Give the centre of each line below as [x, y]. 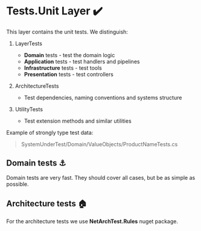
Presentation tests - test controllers [69, 74]
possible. [18, 184]
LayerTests [28, 43]
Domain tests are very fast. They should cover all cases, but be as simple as [101, 177]
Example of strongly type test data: [50, 132]
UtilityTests [29, 109]
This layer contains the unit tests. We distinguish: [67, 32]
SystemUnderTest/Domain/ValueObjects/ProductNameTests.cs [99, 144]
